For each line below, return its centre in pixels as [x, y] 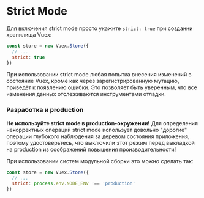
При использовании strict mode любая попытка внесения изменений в [99, 75]
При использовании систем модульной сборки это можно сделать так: [100, 161]
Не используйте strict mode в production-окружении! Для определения [102, 123]
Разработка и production [45, 110]
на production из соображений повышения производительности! [91, 149]
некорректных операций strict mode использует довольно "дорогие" [97, 130]
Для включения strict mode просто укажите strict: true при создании [100, 28]
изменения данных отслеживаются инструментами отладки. [86, 94]
